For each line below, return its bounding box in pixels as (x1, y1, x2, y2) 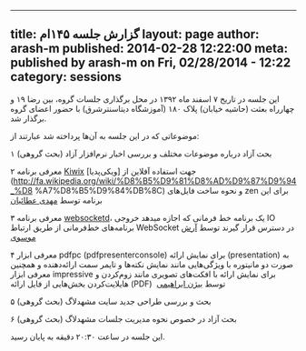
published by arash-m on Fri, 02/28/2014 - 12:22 (10, 55, 291, 71)
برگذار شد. (10, 113, 47, 124)
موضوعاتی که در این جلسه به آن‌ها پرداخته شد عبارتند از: (10, 130, 200, 141)
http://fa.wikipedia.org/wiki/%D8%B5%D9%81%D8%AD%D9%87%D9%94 (13, 175, 297, 186)
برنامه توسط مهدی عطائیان (10, 195, 103, 206)
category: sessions (10, 69, 122, 85)
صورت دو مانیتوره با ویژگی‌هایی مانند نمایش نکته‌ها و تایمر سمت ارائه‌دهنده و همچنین (10, 258, 294, 269)
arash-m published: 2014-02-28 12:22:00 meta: (10, 41, 289, 56)
